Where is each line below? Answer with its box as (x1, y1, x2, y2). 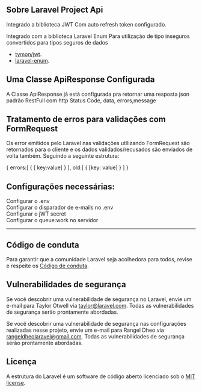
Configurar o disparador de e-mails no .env (6, 204, 114, 211)
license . (6, 379, 26, 386)
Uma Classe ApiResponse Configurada (6, 75, 155, 85)
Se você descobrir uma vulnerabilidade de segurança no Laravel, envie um (6, 295, 192, 303)
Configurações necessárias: (6, 181, 115, 191)
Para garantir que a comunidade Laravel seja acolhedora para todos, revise (6, 256, 192, 263)
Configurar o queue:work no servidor (6, 217, 99, 224)
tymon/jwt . (14, 51, 42, 58)
